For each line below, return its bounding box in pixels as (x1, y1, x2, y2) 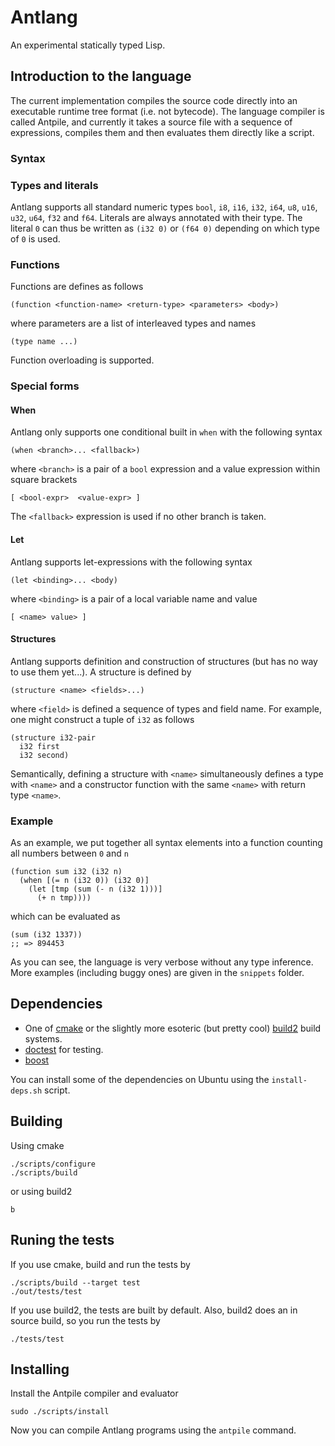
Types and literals (10, 178, 99, 192)
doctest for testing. (24, 1043, 104, 1055)
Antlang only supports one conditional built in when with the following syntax (10, 426, 323, 438)
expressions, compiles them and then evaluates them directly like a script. (10, 126, 315, 138)
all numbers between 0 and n (10, 847, 129, 860)
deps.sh (10, 1086, 43, 1096)
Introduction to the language (10, 68, 192, 85)
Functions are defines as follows (10, 281, 144, 293)
